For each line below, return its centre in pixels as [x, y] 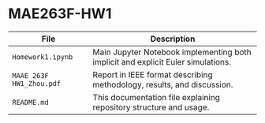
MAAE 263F [30, 75]
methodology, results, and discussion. [163, 84]
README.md [30, 102]
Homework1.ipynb [43, 57]
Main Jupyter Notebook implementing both [172, 52]
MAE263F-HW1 [60, 14]
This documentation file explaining [157, 97]
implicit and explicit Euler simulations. [162, 61]
